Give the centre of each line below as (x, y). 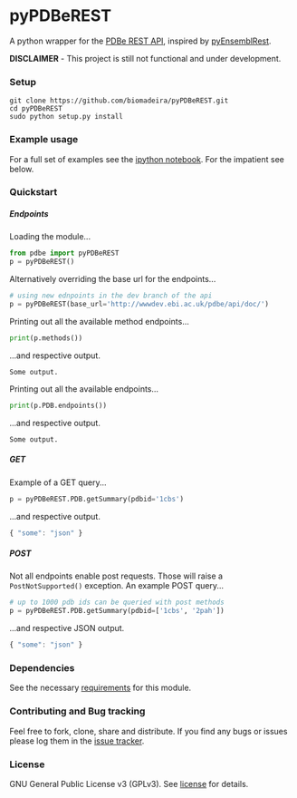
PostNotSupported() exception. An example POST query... (117, 586)
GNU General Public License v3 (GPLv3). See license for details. (129, 783)
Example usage (44, 140)
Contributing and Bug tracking (77, 711)
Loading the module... (50, 237)
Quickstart (34, 192)
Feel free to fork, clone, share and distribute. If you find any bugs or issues (148, 731)
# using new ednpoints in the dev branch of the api (111, 296)
